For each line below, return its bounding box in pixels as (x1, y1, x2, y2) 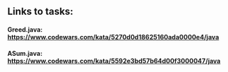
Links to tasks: (7, 6, 73, 18)
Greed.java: (7, 25, 43, 34)
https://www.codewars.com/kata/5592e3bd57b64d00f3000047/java (7, 56, 221, 65)
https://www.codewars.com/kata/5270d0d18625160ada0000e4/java (7, 32, 219, 41)
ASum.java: (7, 49, 43, 57)
